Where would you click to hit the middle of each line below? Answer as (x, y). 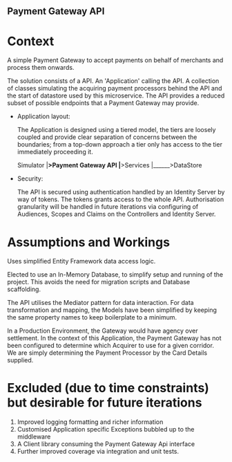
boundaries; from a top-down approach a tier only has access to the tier (120, 145)
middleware (34, 437)
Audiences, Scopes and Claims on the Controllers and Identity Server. (116, 214)
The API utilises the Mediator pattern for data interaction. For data (101, 303)
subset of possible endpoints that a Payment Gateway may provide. (103, 103)
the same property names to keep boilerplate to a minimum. (92, 317)
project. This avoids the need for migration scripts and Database (99, 282)
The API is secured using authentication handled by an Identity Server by (121, 192)
